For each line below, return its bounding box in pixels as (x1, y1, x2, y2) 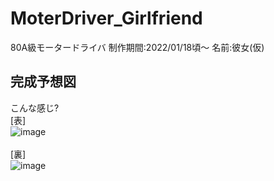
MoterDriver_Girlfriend (10, 7, 203, 30)
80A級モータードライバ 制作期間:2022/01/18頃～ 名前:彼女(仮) (10, 41, 265, 53)
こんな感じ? (10, 102, 60, 114)
